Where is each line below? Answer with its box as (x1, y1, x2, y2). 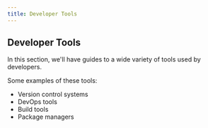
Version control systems (17, 90, 88, 99)
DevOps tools (17, 98, 58, 106)
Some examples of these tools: (7, 76, 98, 85)
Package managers (17, 112, 74, 121)
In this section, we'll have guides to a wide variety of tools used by (7, 55, 202, 64)
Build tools (17, 105, 49, 114)
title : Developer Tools (7, 10, 78, 18)
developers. (7, 63, 42, 71)
